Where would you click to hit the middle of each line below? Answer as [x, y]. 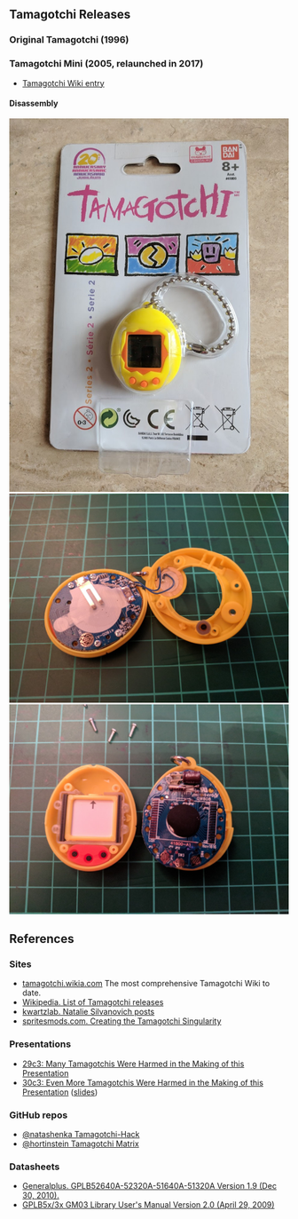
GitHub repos [39, 1115]
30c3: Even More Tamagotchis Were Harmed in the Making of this [143, 1082]
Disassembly [34, 103]
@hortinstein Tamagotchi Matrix [80, 1144]
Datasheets [35, 1167]
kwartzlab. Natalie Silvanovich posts [88, 1012]
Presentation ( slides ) [60, 1092]
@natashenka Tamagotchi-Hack [81, 1134]
